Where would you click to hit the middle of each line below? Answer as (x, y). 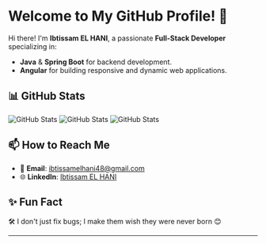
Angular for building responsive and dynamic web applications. (123, 70)
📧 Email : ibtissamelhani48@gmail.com (82, 168)
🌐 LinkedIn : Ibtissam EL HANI (68, 177)
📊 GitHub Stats (47, 96)
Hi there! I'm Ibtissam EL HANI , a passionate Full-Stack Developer (117, 38)
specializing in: (32, 46)
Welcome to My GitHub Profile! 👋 (118, 16)
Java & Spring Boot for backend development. (96, 62)
